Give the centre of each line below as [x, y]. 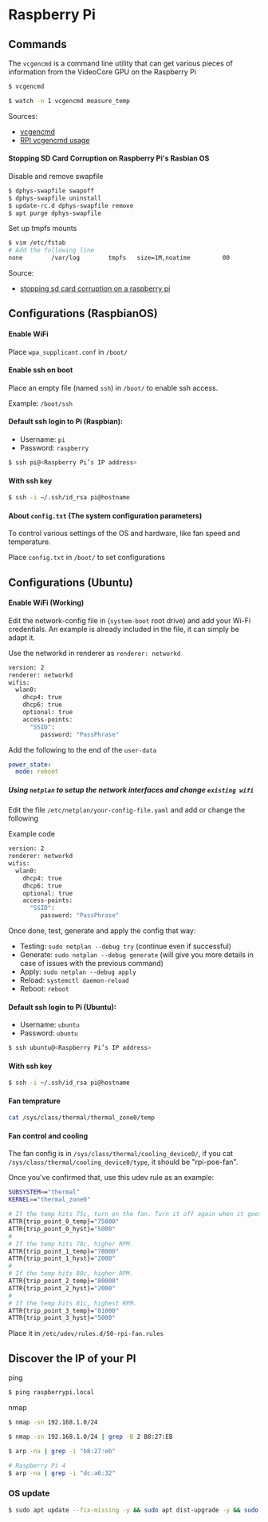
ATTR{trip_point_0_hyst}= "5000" [62, 1229]
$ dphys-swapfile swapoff [51, 191]
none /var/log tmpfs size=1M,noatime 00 [119, 258]
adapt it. [22, 638]
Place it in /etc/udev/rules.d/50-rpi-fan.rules [86, 1333]
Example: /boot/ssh [41, 403]
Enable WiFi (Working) [46, 603]
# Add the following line [51, 250]
